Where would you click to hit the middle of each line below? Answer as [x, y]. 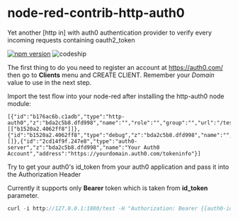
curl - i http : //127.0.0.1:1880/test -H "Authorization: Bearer [103, 208]
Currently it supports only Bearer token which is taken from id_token [108, 188]
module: [19, 103]
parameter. [23, 195]
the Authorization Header [44, 174]
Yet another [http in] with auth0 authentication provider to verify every [110, 32]
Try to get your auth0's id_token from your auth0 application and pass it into [118, 167]
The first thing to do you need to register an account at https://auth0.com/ [115, 67]
